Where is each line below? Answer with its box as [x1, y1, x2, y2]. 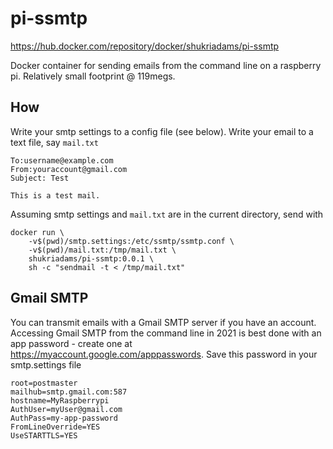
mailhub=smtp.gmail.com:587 [10, 387, 128, 397]
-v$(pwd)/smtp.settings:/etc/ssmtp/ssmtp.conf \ [28, 236, 235, 246]
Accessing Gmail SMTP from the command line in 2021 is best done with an [10, 327, 322, 339]
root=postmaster [10, 378, 78, 388]
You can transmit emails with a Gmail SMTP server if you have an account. [10, 316, 317, 328]
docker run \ [10, 227, 65, 237]
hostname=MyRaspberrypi [10, 395, 110, 406]
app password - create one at [10, 337, 133, 349]
